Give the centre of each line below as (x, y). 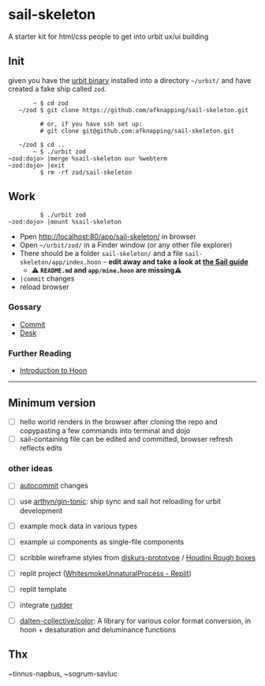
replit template (43, 589)
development (41, 511)
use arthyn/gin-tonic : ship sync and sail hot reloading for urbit (120, 501)
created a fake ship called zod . (57, 89)
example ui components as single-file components (102, 541)
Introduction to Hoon (53, 371)
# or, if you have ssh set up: (91, 124)
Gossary (25, 307)
